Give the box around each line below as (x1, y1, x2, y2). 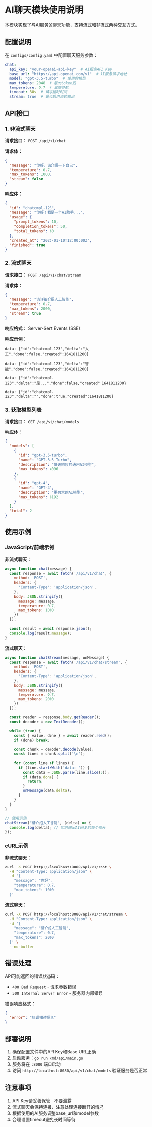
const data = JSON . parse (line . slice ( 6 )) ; (23, 770, 110, 775)
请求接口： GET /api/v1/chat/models (5, 419, 79, 425)
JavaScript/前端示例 (5, 544, 54, 551)
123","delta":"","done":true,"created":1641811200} (5, 394, 114, 399)
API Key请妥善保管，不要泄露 (12, 1097, 72, 1104)
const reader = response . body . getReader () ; (9, 715, 101, 720)
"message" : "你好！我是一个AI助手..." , (9, 210, 85, 215)
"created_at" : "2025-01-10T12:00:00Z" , (9, 238, 92, 243)
